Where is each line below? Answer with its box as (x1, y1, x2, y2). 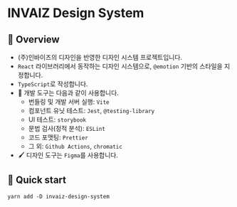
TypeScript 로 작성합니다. (17, 80, 88, 88)
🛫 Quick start (7, 174, 66, 186)
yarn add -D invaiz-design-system (7, 193, 110, 200)
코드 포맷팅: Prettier (28, 133, 89, 142)
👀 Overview (7, 33, 60, 46)
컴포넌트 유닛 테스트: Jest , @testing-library (28, 107, 155, 115)
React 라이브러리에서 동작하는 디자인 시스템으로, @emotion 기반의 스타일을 (17, 62, 223, 70)
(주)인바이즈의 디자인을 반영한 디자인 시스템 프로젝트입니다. (17, 53, 183, 61)
